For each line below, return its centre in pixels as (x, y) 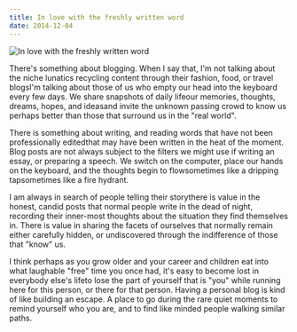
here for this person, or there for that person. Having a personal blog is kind (147, 289)
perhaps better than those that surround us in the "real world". (123, 115)
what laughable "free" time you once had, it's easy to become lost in (134, 271)
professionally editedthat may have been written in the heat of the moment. (147, 142)
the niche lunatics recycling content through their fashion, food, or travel (141, 77)
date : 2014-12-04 (41, 26)
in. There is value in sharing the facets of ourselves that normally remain (141, 225)
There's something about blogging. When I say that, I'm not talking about (142, 68)
